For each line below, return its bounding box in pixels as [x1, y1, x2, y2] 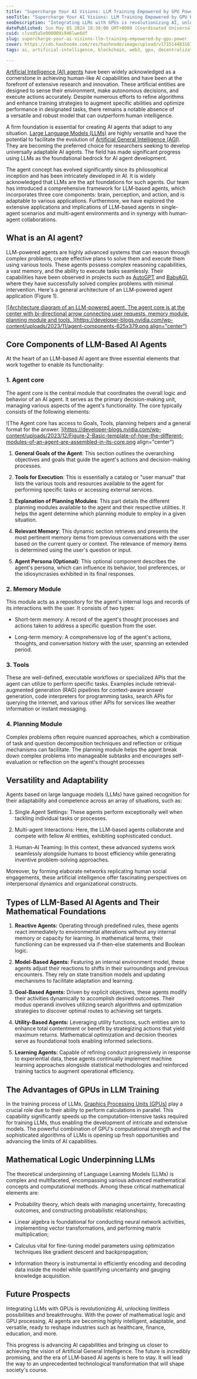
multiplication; [14, 1230, 49, 1238]
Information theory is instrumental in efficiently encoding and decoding [14, 1260, 186, 1267]
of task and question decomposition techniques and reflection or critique [6, 739, 182, 747]
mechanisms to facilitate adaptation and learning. [14, 977, 134, 984]
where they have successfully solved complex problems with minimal [6, 280, 174, 287]
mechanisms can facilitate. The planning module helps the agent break [6, 746, 177, 753]
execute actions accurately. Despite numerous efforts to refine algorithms [6, 93, 184, 100]
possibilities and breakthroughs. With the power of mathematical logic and [6, 1311, 186, 1318]
